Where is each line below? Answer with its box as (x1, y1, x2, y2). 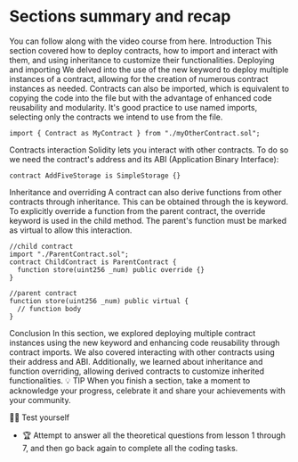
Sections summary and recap (9, 6, 231, 27)
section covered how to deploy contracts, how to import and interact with (9, 45, 278, 55)
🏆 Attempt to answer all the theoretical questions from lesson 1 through (21, 430, 286, 441)
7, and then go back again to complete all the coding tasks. (21, 442, 238, 453)
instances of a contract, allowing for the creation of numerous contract (9, 73, 269, 84)
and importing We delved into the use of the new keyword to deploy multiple (9, 64, 289, 75)
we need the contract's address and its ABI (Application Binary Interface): (9, 153, 279, 164)
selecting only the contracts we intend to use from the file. (9, 111, 223, 122)
